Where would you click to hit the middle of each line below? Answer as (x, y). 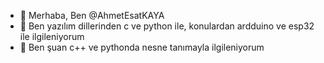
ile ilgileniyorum (52, 36)
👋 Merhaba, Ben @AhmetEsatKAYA (92, 15)
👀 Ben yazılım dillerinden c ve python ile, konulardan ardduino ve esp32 (167, 26)
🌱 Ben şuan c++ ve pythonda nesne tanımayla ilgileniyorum (142, 47)
